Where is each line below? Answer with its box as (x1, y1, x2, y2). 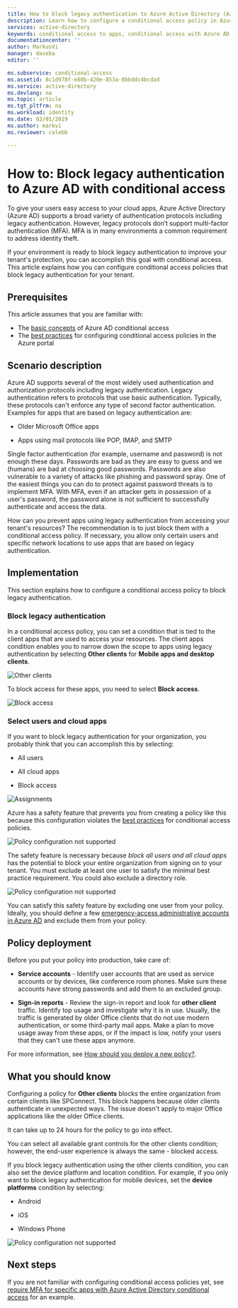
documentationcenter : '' (7, 37, 81, 44)
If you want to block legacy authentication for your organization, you (7, 732, 207, 741)
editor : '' (7, 57, 40, 64)
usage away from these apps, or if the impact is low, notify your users (17, 1028, 222, 1037)
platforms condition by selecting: (7, 1183, 105, 1192)
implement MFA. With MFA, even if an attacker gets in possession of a (7, 488, 211, 496)
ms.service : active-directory (7, 82, 97, 89)
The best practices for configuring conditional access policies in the (17, 331, 217, 340)
